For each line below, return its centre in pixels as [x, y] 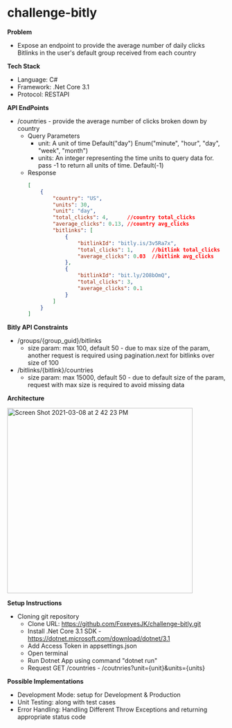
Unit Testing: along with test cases [66, 702]
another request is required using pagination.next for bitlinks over [121, 355]
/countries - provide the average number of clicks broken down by [112, 121]
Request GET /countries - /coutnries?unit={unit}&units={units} [116, 668]
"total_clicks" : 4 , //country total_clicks [124, 217]
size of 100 [43, 363]
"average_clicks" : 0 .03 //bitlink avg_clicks [146, 256]
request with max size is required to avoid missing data [106, 385]
